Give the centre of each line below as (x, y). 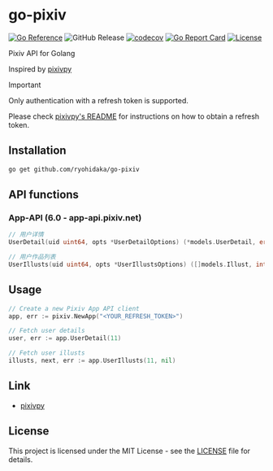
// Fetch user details (47, 331)
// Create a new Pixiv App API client (74, 308)
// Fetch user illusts (47, 353)
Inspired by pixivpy (40, 69)
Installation (37, 151)
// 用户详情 (26, 235)
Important (25, 85)
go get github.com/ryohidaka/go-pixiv (74, 169)
